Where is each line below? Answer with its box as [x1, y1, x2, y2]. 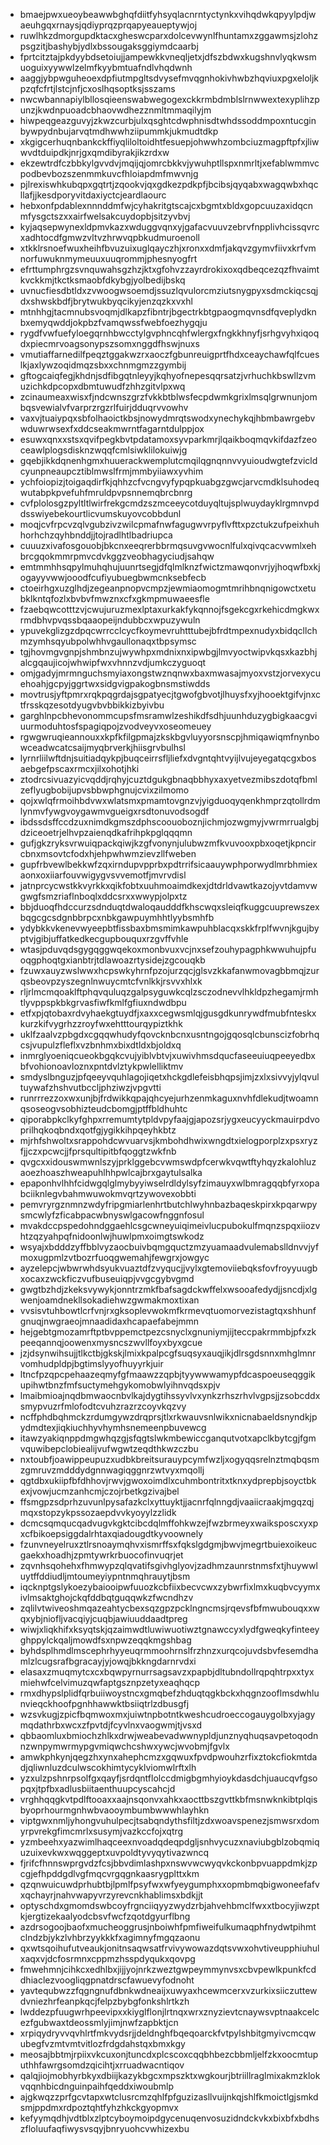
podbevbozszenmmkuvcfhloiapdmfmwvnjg [19, 168, 199, 179]
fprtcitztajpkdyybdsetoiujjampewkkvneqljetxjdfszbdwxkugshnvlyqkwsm [19, 51, 317, 63]
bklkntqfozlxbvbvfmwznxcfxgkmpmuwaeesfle [19, 593, 210, 604]
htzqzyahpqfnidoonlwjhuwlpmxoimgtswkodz [19, 1230, 205, 1242]
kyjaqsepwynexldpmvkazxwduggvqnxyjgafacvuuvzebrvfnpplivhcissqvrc [19, 221, 320, 233]
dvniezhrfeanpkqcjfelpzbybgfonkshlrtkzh [19, 1995, 190, 2007]
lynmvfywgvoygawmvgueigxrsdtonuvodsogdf [19, 805, 210, 817]
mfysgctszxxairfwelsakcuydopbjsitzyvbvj [19, 210, 191, 222]
